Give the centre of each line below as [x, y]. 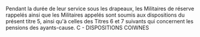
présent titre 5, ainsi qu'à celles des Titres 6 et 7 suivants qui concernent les [100, 21]
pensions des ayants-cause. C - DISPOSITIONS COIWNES [77, 27]
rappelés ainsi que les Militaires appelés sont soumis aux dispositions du [95, 15]
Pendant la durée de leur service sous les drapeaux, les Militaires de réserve [100, 9]
